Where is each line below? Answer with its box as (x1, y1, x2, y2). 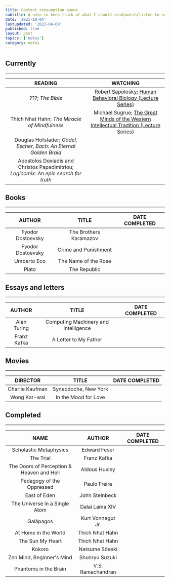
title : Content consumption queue (5, 7, 78, 13)
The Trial (29, 454, 51, 461)
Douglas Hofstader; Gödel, (14, 136, 77, 143)
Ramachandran (80, 568, 116, 575)
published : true (5, 26, 39, 31)
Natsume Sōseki (78, 546, 118, 553)
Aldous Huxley (80, 465, 115, 473)
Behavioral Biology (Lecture (93, 94, 158, 101)
